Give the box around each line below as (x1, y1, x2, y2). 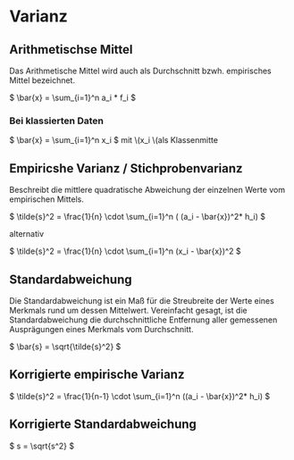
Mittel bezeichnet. (9, 75, 76, 86)
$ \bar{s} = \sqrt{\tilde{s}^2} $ (9, 341, 122, 352)
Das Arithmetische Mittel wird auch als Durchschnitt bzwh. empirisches (9, 65, 272, 76)
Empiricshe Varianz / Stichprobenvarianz (9, 161, 243, 176)
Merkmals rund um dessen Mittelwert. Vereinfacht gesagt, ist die (9, 305, 248, 315)
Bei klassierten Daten (9, 114, 105, 127)
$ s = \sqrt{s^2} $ (9, 440, 74, 451)
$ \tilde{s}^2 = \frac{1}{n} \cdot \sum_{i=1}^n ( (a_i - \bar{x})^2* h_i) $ (9, 212, 266, 222)
